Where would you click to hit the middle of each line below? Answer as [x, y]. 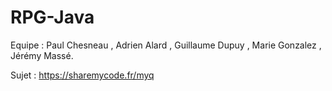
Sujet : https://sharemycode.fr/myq [82, 75]
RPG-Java [52, 17]
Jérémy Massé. [42, 55]
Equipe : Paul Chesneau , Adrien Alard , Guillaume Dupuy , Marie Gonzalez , [166, 45]
